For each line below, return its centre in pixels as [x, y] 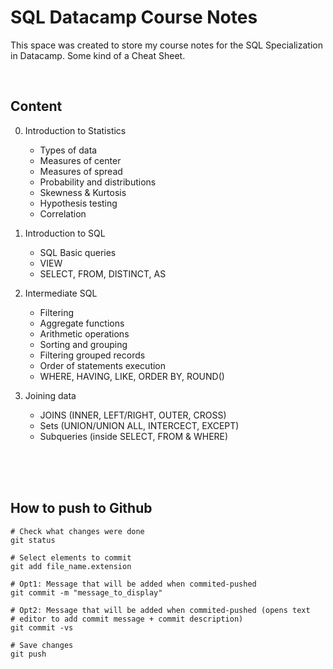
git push [28, 654]
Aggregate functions [82, 323]
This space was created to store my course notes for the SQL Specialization [166, 45]
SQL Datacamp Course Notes [134, 17]
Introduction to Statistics [75, 130]
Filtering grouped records [92, 355]
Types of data [68, 150]
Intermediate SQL [61, 293]
